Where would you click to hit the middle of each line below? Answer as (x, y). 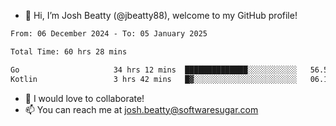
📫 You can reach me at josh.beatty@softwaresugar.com (141, 109)
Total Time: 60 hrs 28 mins (69, 51)
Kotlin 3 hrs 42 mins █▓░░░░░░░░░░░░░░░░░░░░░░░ (154, 79)
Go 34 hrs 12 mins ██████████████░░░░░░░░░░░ (154, 70)
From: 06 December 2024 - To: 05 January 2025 (109, 34)
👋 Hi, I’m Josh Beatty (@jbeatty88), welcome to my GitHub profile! (161, 15)
